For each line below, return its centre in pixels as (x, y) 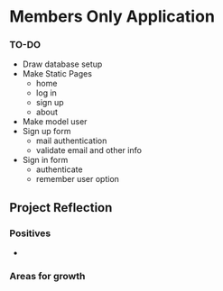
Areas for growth (47, 277)
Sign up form (46, 132)
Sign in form (45, 160)
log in (46, 93)
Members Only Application (112, 17)
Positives (30, 233)
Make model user (55, 122)
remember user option (78, 179)
